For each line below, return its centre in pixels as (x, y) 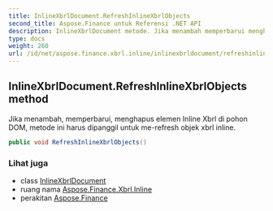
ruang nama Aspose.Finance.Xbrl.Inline (86, 189)
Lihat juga (28, 163)
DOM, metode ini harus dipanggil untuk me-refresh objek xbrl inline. (122, 127)
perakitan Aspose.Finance (64, 198)
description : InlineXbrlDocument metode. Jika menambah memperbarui (127, 31)
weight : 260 (28, 46)
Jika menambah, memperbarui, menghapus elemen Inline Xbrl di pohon (128, 118)
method (28, 99)
